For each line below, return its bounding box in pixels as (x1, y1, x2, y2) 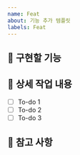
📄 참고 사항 (7, 137, 54, 149)
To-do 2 (17, 105, 42, 114)
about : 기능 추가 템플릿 (7, 17, 71, 24)
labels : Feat (7, 23, 46, 31)
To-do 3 (17, 113, 42, 122)
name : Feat (7, 10, 40, 18)
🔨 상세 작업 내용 (7, 78, 73, 90)
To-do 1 (17, 97, 41, 106)
